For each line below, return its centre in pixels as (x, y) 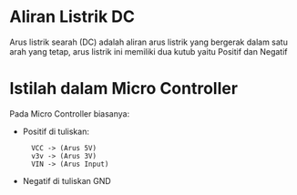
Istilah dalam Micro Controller (124, 89)
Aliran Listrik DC (72, 17)
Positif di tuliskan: (56, 131)
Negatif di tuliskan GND (67, 180)
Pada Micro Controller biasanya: (70, 113)
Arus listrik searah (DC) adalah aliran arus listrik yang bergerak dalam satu (149, 42)
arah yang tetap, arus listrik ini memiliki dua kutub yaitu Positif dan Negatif (149, 51)
